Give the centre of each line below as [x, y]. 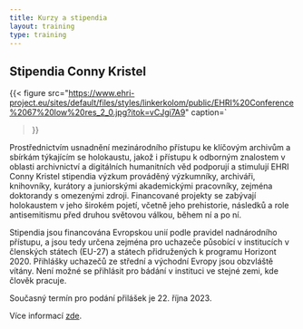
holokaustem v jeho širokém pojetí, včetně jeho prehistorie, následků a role [149, 206]
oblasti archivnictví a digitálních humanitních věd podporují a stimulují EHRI [149, 167]
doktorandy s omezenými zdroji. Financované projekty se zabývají [133, 196]
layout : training [42, 26]
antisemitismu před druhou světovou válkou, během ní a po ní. [126, 215]
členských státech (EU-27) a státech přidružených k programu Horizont [143, 252]
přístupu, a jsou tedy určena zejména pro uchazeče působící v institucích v [150, 242]
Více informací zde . [46, 316]
